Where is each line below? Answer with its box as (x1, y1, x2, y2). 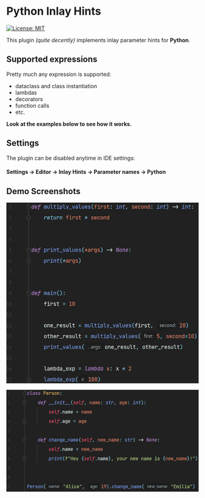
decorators (15, 95, 43, 102)
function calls (15, 102, 50, 109)
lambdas (15, 89, 37, 96)
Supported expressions (6, 54, 98, 65)
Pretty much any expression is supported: (6, 70, 112, 78)
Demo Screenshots (6, 186, 81, 197)
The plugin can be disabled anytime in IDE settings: (6, 154, 135, 162)
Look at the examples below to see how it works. (6, 120, 132, 127)
